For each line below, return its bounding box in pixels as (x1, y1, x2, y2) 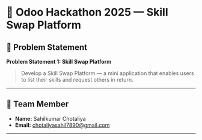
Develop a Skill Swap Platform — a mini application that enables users (20, 70, 194, 77)
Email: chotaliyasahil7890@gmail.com (14, 121, 110, 129)
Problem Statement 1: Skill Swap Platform (6, 58, 112, 65)
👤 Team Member (6, 99, 69, 109)
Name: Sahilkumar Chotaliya (14, 115, 86, 122)
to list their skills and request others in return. (20, 76, 133, 83)
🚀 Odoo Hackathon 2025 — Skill (6, 5, 168, 19)
